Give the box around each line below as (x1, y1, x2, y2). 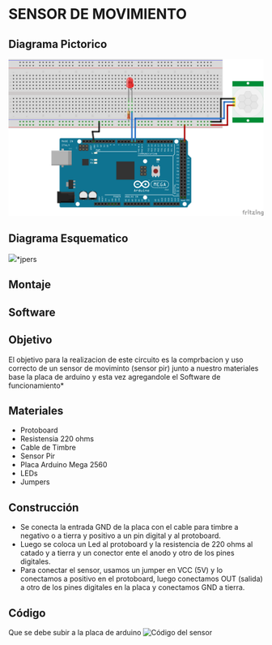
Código (8, 606, 46, 620)
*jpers (16, 254, 37, 264)
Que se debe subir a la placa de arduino (8, 627, 142, 637)
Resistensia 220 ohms (19, 434, 95, 444)
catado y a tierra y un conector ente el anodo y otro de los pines (19, 548, 235, 558)
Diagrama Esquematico (8, 232, 129, 246)
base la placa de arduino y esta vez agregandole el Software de (8, 372, 221, 381)
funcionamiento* (8, 381, 65, 390)
